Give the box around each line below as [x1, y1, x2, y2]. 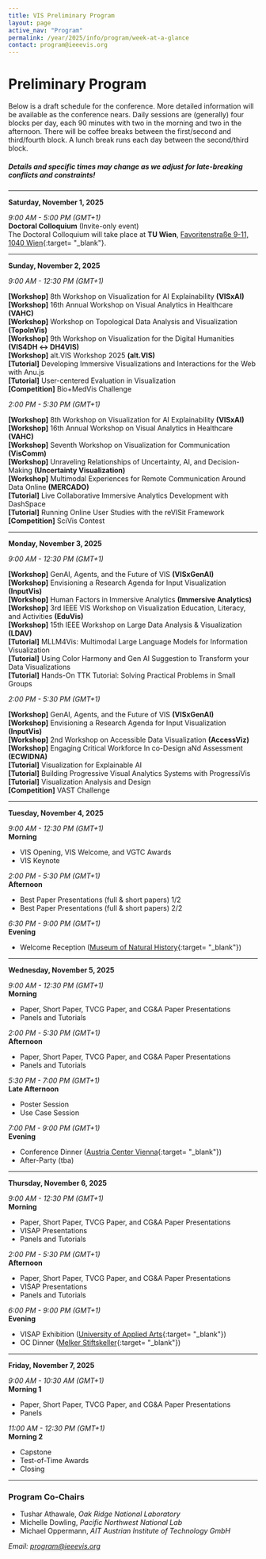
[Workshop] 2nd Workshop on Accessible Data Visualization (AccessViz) [8, 735, 249, 745]
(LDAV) [8, 629, 32, 638]
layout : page [8, 19, 51, 27]
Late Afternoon [8, 1084, 59, 1094]
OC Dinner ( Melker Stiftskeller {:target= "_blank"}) [19, 1338, 181, 1347]
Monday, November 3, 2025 [8, 539, 103, 548]
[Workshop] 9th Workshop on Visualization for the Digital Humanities [8, 334, 235, 343]
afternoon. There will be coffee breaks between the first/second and [8, 127, 232, 136]
